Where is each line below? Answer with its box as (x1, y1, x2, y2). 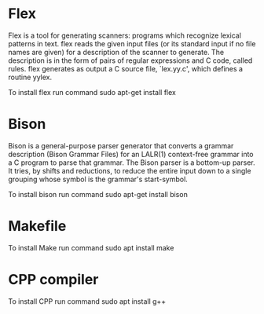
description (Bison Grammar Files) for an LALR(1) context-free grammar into (8, 149, 254, 159)
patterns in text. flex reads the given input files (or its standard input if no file (8, 38, 256, 48)
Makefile (8, 217, 67, 235)
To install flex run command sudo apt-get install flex (8, 87, 177, 97)
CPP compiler (8, 271, 99, 288)
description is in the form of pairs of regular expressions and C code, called (8, 56, 253, 65)
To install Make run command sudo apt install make (8, 243, 174, 252)
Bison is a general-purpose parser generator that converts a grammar (8, 141, 234, 150)
